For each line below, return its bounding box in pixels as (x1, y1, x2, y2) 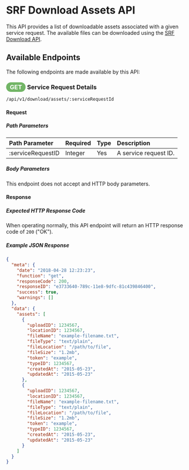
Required (65, 139, 92, 147)
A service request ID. (117, 148, 175, 157)
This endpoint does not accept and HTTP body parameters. (6, 180, 150, 187)
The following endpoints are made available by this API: (6, 68, 140, 75)
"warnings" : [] (16, 295, 54, 301)
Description (117, 139, 151, 147)
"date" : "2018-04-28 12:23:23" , (16, 267, 96, 273)
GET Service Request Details (9, 83, 97, 91)
